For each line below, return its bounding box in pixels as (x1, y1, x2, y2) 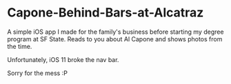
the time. (7, 42, 32, 50)
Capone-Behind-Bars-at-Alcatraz (7, 5, 204, 21)
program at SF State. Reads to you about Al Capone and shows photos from (7, 34, 223, 43)
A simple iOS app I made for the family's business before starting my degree (7, 28, 224, 36)
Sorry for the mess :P (7, 69, 68, 77)
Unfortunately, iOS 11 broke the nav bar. (7, 55, 119, 63)
